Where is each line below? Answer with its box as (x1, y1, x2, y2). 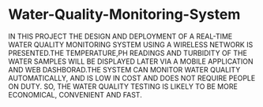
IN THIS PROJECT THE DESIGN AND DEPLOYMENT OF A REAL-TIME (8, 31, 233, 41)
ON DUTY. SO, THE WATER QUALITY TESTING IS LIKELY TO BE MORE (8, 81, 239, 91)
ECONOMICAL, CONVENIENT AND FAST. (8, 90, 142, 99)
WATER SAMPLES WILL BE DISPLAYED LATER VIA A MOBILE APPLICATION (8, 57, 254, 66)
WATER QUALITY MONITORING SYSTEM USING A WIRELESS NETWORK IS (8, 39, 254, 49)
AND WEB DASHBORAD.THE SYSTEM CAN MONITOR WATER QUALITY (8, 65, 241, 74)
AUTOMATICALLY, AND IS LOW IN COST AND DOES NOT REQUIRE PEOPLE (8, 73, 256, 83)
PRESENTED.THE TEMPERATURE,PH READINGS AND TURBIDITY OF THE (8, 48, 247, 57)
